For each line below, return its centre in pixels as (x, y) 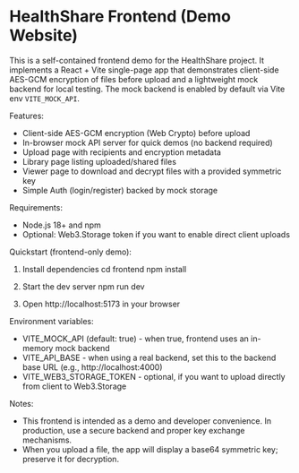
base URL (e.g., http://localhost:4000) (92, 367)
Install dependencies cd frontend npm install (104, 269)
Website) (44, 35)
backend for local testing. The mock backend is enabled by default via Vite (147, 89)
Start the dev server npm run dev (83, 286)
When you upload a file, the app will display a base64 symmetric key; (150, 449)
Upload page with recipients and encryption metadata (122, 152)
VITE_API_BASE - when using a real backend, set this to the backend (149, 357)
